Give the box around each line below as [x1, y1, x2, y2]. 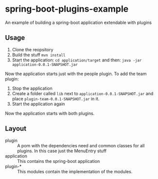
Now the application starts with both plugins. [5, 110, 95, 116]
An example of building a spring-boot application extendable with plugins [5, 20, 152, 25]
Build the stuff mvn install [12, 52, 66, 58]
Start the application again [12, 101, 65, 107]
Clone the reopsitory [12, 46, 53, 52]
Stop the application [12, 85, 53, 91]
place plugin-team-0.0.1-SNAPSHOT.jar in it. [12, 96, 100, 101]
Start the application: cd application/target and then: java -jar [12, 57, 142, 63]
